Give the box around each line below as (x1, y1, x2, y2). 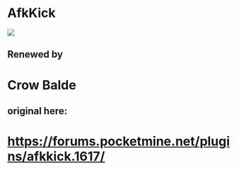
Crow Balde (7, 76, 76, 93)
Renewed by (7, 48, 64, 61)
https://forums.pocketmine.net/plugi (7, 133, 230, 149)
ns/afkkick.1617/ (7, 149, 105, 164)
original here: (7, 105, 68, 117)
